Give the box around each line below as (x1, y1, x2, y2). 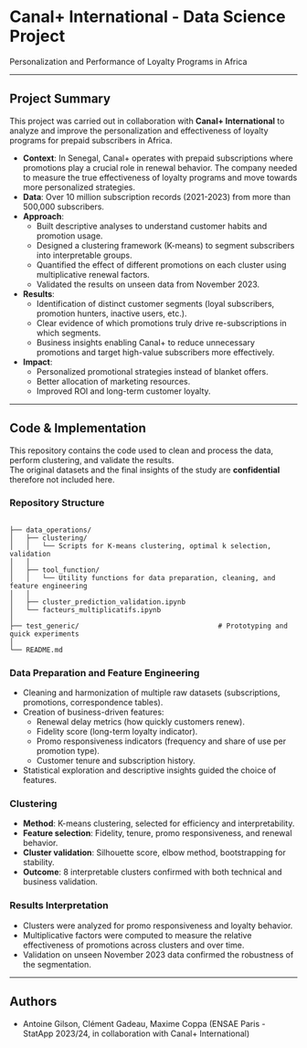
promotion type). (36, 746, 101, 757)
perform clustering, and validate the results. (9, 454, 175, 465)
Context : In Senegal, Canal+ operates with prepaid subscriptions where (22, 153, 294, 164)
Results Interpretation (9, 899, 109, 912)
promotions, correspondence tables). (22, 697, 164, 708)
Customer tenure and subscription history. (36, 756, 196, 767)
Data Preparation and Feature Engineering (9, 666, 200, 679)
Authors (9, 994, 58, 1010)
